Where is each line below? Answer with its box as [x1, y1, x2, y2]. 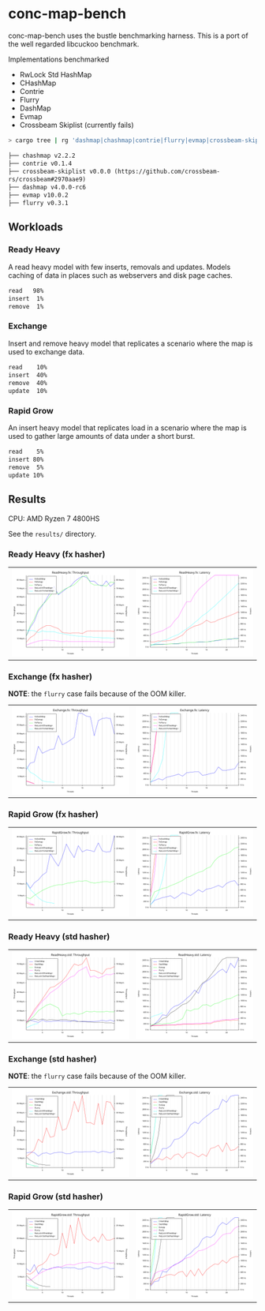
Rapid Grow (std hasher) [8, 1191, 104, 1202]
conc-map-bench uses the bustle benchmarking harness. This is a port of [8, 31, 248, 40]
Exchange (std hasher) [8, 1054, 97, 1065]
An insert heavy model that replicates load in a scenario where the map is [8, 423, 247, 433]
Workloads [8, 220, 63, 234]
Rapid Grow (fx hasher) [8, 808, 99, 819]
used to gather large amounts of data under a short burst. [8, 432, 196, 441]
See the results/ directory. [8, 529, 97, 538]
